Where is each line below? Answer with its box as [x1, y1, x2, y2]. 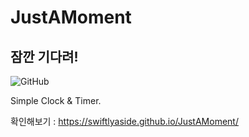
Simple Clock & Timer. [10, 95, 102, 106]
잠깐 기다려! [10, 48, 79, 65]
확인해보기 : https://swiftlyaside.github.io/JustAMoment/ [10, 116, 239, 127]
